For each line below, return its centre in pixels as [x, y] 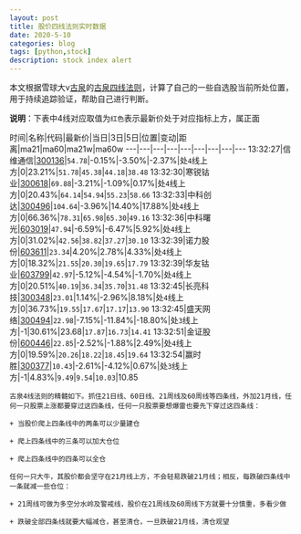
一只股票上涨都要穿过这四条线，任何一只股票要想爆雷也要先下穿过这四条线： [138, 406]
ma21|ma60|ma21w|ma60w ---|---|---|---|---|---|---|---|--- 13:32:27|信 [156, 149]
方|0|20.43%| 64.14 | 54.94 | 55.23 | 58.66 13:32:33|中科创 [110, 194]
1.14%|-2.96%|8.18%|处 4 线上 [130, 297]
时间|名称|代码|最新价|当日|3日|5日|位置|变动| [94, 137]
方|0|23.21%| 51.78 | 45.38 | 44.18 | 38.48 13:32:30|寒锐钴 [109, 172]
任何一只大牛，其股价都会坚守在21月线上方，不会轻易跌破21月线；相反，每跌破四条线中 [150, 476]
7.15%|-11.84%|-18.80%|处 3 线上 [139, 320]
